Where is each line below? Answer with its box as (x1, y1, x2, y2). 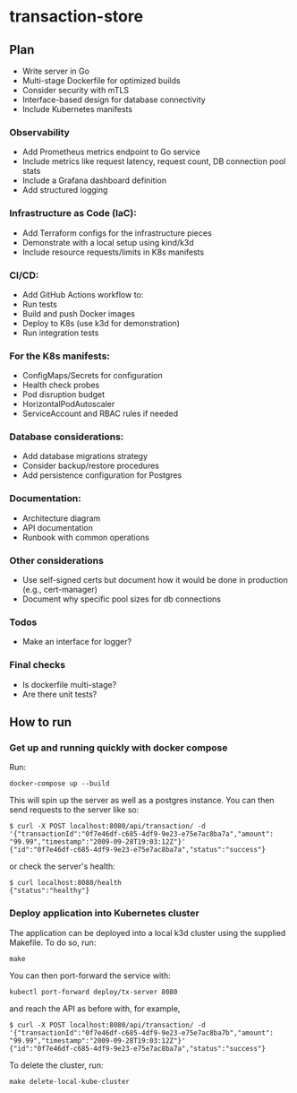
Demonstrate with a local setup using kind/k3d (21, 237, 194, 247)
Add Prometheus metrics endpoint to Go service (21, 146, 201, 158)
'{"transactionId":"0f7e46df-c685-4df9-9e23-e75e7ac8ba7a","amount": (9, 829, 275, 839)
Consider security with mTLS (21, 85, 130, 95)
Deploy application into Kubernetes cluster (9, 907, 199, 920)
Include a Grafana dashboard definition (21, 175, 167, 186)
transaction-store (9, 6, 144, 27)
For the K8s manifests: (9, 350, 110, 362)
